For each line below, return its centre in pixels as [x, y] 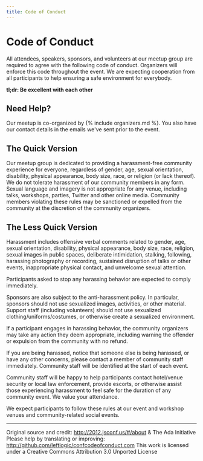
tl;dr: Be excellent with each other [50, 90]
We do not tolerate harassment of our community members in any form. [95, 183]
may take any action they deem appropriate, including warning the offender [100, 335]
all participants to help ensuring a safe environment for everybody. [89, 78]
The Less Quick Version [52, 227]
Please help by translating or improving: [56, 439]
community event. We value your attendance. [63, 397]
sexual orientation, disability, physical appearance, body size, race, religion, [101, 248]
